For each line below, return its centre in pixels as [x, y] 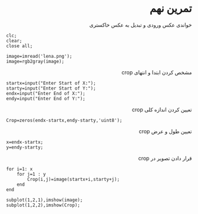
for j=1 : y [31, 174]
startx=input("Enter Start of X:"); [51, 83]
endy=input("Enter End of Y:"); [46, 98]
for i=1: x [19, 169]
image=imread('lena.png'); [39, 56]
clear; [14, 41]
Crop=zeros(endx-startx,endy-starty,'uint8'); [64, 120]
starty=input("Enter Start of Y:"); [51, 88]
